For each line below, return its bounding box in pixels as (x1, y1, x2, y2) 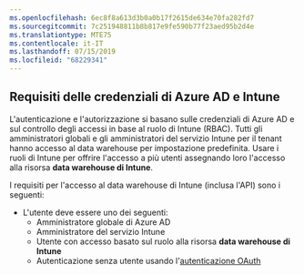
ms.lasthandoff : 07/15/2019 (9, 47, 117, 56)
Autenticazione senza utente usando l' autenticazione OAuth (35, 255, 261, 266)
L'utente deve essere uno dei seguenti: (22, 207, 168, 218)
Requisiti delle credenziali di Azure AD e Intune (9, 89, 280, 105)
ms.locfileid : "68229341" (9, 56, 107, 65)
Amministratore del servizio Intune (35, 226, 166, 237)
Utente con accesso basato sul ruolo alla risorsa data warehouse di (35, 236, 291, 247)
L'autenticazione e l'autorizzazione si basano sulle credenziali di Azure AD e (9, 113, 295, 124)
